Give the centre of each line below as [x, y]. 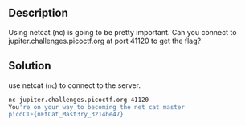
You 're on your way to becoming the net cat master [96, 107]
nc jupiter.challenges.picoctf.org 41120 [79, 100]
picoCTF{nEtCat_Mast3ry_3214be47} [66, 115]
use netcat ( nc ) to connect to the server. [74, 85]
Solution [30, 66]
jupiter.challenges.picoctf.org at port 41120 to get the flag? [105, 41]
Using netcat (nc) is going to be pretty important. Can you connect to [122, 32]
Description [38, 13]
